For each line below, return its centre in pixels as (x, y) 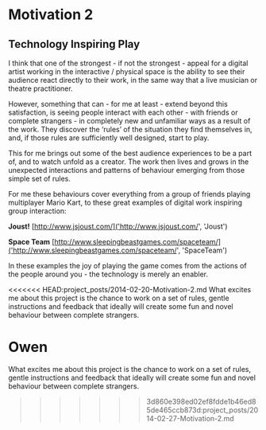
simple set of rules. (40, 178)
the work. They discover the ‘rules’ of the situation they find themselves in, (130, 129)
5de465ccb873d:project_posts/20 (202, 410)
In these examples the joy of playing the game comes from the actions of (128, 266)
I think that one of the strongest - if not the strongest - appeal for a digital (128, 63)
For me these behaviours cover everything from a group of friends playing (129, 194)
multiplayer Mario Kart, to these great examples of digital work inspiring (125, 202)
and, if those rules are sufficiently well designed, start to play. (109, 138)
